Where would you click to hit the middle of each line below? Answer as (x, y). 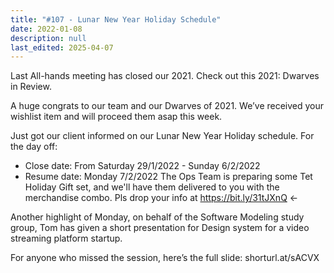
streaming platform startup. (66, 238)
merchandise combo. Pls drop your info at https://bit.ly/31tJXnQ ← (161, 198)
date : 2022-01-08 (46, 29)
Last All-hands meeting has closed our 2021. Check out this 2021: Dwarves (165, 76)
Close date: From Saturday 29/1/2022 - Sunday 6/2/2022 (142, 166)
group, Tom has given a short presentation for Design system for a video (160, 228)
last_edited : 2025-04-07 (62, 47)
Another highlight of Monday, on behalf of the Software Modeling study (157, 217)
